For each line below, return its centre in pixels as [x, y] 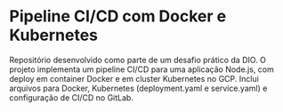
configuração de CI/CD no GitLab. [71, 97]
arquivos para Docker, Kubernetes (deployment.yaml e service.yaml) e [138, 88]
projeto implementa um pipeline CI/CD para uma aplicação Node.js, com [141, 69]
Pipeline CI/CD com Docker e [118, 16]
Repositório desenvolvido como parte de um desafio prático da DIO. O [138, 60]
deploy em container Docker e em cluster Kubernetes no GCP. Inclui [134, 78]
